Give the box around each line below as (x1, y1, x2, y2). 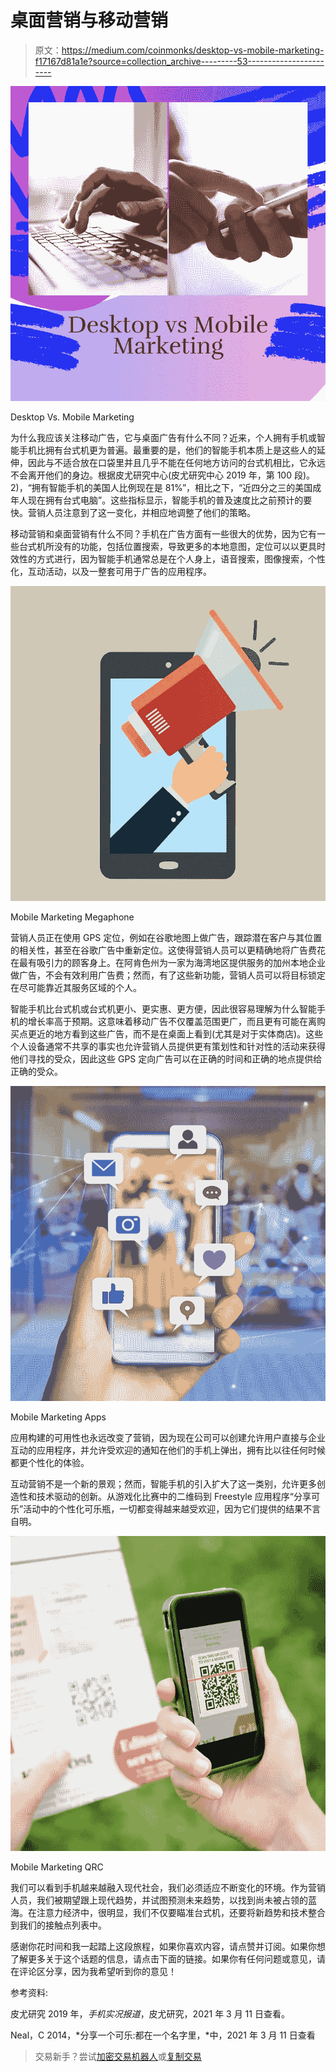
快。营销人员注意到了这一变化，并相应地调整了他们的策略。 (10, 506, 256, 518)
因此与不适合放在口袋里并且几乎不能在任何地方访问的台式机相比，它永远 (27, 456, 326, 468)
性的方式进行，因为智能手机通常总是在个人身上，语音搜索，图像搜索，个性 (18, 552, 326, 565)
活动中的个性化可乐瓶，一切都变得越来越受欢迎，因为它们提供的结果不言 (23, 1502, 322, 1515)
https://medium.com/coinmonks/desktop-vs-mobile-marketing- (61, 44, 325, 56)
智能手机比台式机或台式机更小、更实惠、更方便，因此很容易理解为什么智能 (10, 1002, 317, 1015)
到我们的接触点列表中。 (10, 1919, 107, 1931)
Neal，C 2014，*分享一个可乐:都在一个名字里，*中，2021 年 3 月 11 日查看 (10, 2029, 316, 2041)
